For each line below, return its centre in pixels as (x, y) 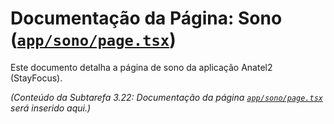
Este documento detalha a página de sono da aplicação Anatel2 (141, 67)
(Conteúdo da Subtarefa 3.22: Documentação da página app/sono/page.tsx (166, 97)
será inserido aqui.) (51, 108)
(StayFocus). (36, 78)
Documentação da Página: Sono (146, 18)
